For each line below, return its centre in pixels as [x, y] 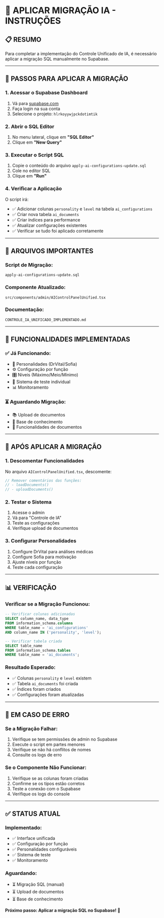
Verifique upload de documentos [45, 528]
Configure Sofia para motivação [44, 557]
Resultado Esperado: [30, 667]
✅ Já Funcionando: [28, 353]
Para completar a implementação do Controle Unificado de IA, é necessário [81, 54]
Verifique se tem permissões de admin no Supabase [65, 739]
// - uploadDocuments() [29, 490]
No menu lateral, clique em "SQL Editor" [53, 137]
